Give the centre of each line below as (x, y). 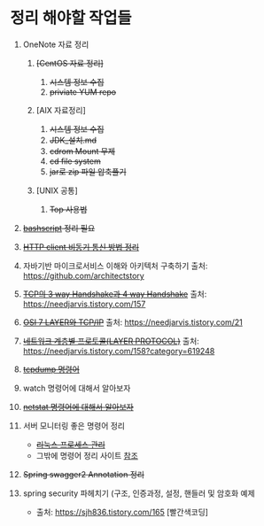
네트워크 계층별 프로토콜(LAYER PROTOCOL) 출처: (111, 341)
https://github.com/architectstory (83, 275)
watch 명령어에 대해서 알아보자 (77, 388)
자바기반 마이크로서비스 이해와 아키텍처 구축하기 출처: (115, 266)
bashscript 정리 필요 (59, 228)
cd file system (75, 161)
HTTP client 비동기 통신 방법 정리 (81, 247)
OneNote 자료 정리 (56, 44)
